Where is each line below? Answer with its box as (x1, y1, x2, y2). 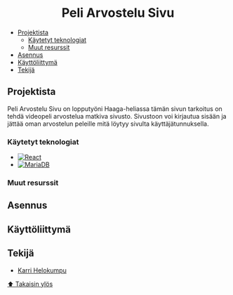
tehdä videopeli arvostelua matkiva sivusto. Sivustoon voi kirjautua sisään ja (7, 112, 227, 120)
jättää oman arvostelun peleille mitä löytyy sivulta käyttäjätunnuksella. (7, 119, 209, 128)
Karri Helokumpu (17, 265, 67, 275)
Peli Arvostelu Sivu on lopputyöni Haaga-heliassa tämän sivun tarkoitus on (7, 104, 222, 113)
